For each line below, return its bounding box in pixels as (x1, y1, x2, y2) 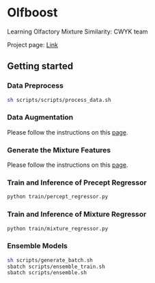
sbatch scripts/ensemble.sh (7, 269, 87, 276)
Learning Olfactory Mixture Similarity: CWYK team (7, 27, 148, 36)
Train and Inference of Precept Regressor (7, 178, 147, 187)
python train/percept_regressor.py (7, 193, 109, 200)
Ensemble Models (7, 241, 68, 251)
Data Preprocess (7, 81, 64, 90)
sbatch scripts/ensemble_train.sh (7, 263, 106, 270)
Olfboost (7, 5, 58, 21)
